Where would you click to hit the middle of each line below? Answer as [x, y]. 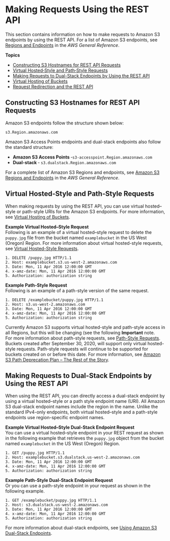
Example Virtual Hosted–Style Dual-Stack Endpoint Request [70, 427]
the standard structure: [29, 147]
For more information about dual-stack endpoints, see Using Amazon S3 [81, 528]
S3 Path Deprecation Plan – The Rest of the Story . [57, 359]
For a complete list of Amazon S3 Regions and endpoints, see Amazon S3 [82, 172]
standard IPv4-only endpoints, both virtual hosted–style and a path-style [81, 412]
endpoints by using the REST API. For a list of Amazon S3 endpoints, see [81, 40]
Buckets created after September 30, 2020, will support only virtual [76, 343]
